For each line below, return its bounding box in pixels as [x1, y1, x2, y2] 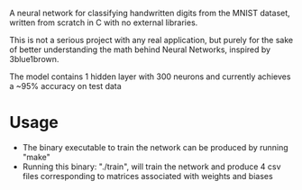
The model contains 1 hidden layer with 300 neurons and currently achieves [9, 71, 291, 82]
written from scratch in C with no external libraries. [9, 17, 198, 28]
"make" [22, 151, 51, 162]
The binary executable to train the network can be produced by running [22, 141, 288, 152]
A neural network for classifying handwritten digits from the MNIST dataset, [9, 8, 290, 18]
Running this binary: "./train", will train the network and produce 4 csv [22, 161, 281, 172]
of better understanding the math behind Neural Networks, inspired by [9, 44, 271, 55]
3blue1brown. [9, 54, 59, 64]
